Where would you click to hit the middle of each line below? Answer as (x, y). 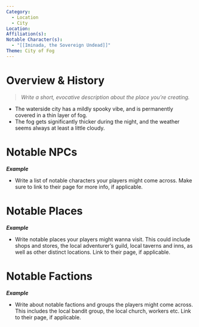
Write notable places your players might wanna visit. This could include (102, 239)
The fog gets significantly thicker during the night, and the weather (97, 121)
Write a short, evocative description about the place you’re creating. (105, 97)
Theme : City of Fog (30, 51)
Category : (19, 12)
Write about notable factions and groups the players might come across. (104, 304)
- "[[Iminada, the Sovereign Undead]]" (61, 46)
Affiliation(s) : (26, 34)
